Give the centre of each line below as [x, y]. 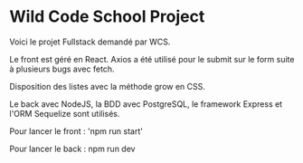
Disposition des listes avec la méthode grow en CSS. [108, 86]
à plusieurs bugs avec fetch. [62, 69]
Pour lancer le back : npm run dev [72, 149]
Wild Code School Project [107, 17]
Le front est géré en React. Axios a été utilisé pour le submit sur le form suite [152, 59]
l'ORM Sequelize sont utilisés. [65, 113]
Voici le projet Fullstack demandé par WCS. [90, 42]
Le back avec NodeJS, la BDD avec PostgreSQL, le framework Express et [146, 104]
